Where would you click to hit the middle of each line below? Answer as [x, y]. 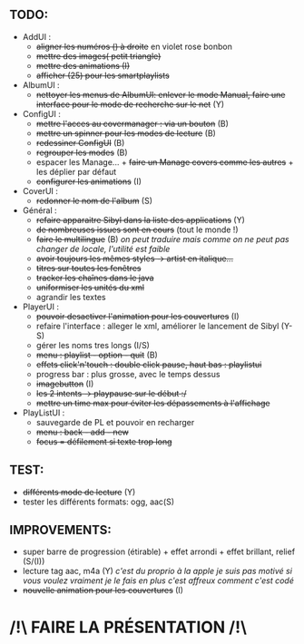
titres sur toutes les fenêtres [89, 268]
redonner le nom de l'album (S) [94, 200]
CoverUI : [40, 190]
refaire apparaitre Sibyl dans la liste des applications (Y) [140, 220]
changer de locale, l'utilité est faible [103, 249]
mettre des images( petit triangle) [98, 56]
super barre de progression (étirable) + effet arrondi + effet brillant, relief [159, 551]
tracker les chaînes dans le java [95, 278]
